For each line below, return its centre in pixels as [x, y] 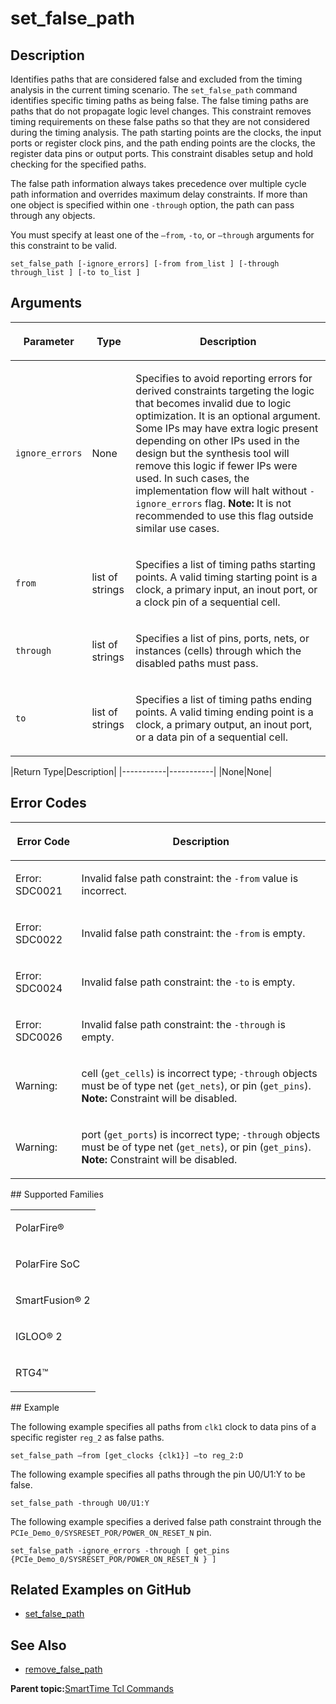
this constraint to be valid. [64, 245]
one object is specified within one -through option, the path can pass [152, 205]
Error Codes [48, 803]
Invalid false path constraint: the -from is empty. [193, 933]
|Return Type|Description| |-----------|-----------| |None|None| [141, 771]
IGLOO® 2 [39, 1336]
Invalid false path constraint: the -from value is [190, 878]
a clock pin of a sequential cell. [208, 602]
